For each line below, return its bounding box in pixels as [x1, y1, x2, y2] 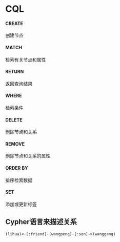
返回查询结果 [5, 80, 32, 87]
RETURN [5, 69, 24, 75]
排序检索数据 [5, 177, 32, 183]
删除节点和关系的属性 [5, 153, 50, 159]
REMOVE [5, 140, 25, 147]
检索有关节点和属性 [5, 56, 46, 63]
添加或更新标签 [5, 201, 37, 207]
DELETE [5, 116, 23, 123]
